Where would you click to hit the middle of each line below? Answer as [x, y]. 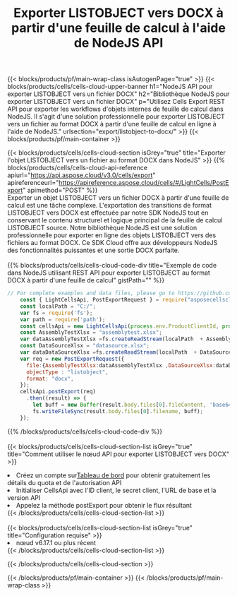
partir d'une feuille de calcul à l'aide [119, 28]
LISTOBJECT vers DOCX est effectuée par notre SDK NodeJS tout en [108, 213]
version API [24, 497]
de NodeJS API [119, 43]
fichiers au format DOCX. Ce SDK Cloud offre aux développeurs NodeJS [113, 243]
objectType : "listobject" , [67, 372]
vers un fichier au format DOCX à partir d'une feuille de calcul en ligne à [112, 124]
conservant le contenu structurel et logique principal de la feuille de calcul [115, 220]
